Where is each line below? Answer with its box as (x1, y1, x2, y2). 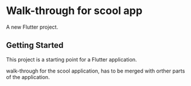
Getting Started (6, 40, 64, 50)
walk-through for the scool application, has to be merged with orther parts (6, 67, 186, 74)
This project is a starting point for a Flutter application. (6, 56, 137, 63)
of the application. (6, 73, 50, 80)
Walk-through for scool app (6, 4, 142, 18)
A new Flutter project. (6, 23, 59, 30)
